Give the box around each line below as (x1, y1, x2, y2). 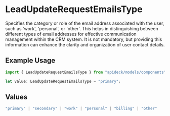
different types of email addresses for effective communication (5, 31, 137, 37)
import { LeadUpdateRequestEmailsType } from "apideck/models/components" (5, 70, 166, 75)
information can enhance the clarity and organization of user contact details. (5, 41, 165, 47)
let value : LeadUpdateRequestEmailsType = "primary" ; (5, 79, 121, 84)
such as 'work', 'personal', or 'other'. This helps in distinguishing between (5, 25, 158, 31)
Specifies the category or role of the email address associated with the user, (5, 20, 164, 26)
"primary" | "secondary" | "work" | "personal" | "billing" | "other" (5, 106, 157, 111)
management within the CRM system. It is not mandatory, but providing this (5, 36, 162, 42)
